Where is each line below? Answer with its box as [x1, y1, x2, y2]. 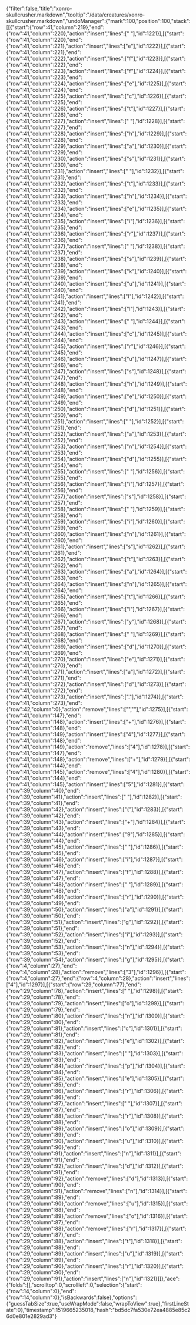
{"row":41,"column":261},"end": [6, 549, 82, 556]
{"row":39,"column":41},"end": [6, 800, 79, 806]
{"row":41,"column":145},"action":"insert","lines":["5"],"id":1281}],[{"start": [6, 781, 185, 788]
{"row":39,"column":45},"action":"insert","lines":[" [6, 843, 128, 850]
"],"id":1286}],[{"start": [128, 843, 184, 850]
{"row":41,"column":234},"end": [6, 211, 83, 218]
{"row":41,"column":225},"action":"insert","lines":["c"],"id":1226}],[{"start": [6, 92, 187, 100]
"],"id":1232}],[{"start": [129, 168, 184, 174]
